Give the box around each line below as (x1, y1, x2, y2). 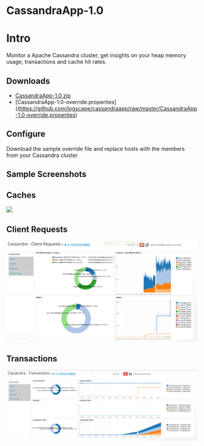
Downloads (6, 75, 50, 86)
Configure (6, 129, 46, 139)
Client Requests (6, 225, 68, 235)
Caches (6, 190, 36, 200)
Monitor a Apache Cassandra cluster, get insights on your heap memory (6, 52, 186, 59)
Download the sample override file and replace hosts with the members (6, 145, 185, 152)
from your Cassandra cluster (6, 152, 78, 159)
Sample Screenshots (6, 169, 87, 179)
